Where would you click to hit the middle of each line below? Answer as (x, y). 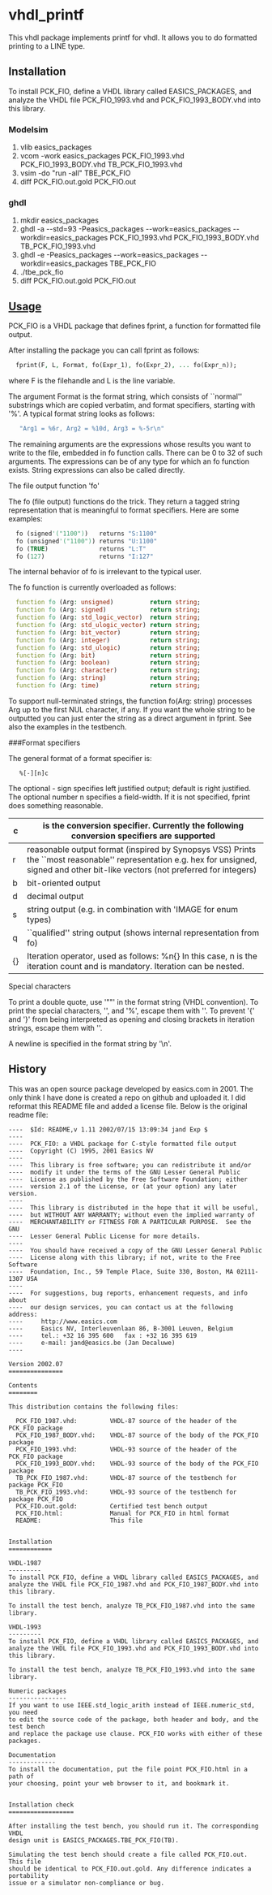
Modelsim (28, 129)
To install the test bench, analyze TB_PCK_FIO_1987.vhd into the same (132, 1606)
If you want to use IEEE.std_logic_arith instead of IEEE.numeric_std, (132, 1705)
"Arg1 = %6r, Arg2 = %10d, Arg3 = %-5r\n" (91, 429)
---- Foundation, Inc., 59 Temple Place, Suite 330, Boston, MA (121, 1272)
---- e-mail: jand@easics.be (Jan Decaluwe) (92, 1343)
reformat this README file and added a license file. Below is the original (128, 1105)
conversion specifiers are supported (144, 836)
